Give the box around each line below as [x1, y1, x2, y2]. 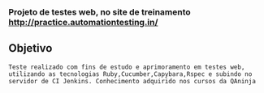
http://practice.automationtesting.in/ [8, 16, 158, 27]
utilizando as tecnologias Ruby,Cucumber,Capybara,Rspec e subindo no [8, 70, 253, 78]
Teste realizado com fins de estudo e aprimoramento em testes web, [8, 63, 245, 71]
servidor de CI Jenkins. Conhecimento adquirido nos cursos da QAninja [8, 77, 256, 85]
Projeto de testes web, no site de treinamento [8, 6, 191, 18]
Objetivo [8, 41, 53, 55]
